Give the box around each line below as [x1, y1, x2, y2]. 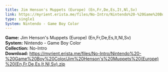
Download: [5, 51, 28, 57]
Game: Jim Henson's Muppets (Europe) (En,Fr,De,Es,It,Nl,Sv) [5, 35, 131, 41]
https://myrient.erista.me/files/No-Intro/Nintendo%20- [29, 51, 141, 57]
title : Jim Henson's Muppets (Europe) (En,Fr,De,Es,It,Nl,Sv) [5, 7, 137, 12]
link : [5, 12, 16, 17]
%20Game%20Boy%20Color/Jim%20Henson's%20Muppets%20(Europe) [5, 56, 159, 62]
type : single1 [5, 16, 35, 21]
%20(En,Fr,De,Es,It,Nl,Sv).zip [5, 61, 65, 67]
